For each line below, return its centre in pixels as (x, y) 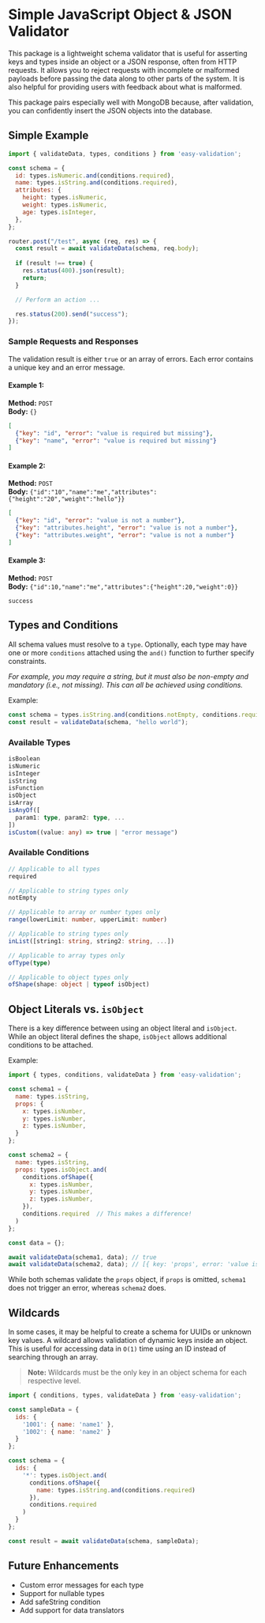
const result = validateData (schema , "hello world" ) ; (99, 722)
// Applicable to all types (54, 869)
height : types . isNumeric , (65, 198)
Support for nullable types (62, 1593)
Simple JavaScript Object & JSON (120, 15)
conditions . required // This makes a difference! (107, 1214)
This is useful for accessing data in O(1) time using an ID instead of (117, 1349)
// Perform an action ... (58, 300)
